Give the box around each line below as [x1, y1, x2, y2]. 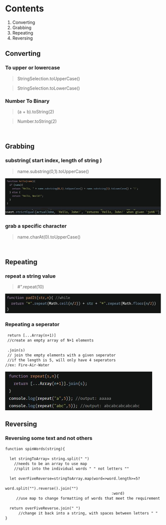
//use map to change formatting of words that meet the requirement [16, 496, 161, 501]
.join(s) [7, 347, 26, 353]
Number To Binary [5, 97, 50, 104]
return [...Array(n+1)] [7, 333, 56, 338]
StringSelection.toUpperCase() [17, 75, 81, 82]
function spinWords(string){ [5, 446, 65, 452]
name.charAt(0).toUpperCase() [17, 234, 81, 240]
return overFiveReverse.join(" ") [9, 506, 81, 511]
